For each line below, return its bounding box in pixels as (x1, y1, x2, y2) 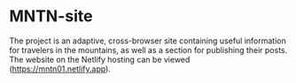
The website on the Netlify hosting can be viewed (9, 54, 191, 64)
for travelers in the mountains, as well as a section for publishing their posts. (9, 44, 288, 55)
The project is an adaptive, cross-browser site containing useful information (9, 35, 286, 46)
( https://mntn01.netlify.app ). (9, 64, 111, 74)
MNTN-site (9, 6, 93, 26)
